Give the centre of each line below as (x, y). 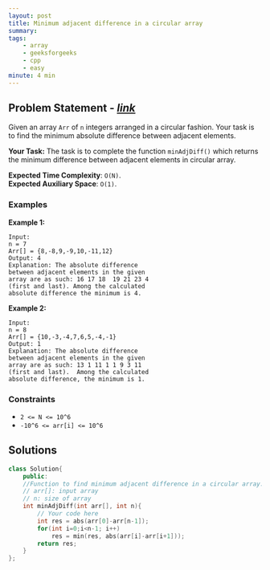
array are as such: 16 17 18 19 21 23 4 (79, 279)
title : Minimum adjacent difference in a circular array (106, 23)
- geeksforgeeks (50, 53)
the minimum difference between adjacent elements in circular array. (122, 160)
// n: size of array (57, 499)
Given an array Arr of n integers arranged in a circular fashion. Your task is (131, 127)
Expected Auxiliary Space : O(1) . (63, 184)
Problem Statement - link (72, 108)
